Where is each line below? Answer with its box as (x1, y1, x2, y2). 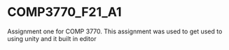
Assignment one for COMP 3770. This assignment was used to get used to (7, 27, 223, 35)
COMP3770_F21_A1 (7, 4, 122, 20)
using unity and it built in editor (7, 34, 97, 42)
